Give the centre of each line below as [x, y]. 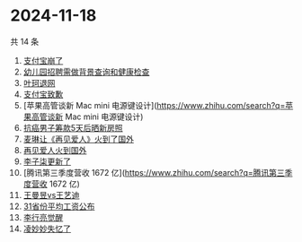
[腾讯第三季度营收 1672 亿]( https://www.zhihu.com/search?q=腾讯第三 [154, 172]
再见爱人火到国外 [55, 150]
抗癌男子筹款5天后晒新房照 [73, 127]
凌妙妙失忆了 [47, 229]
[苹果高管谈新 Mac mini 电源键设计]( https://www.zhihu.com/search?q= [154, 105]
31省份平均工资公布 [59, 206]
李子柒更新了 [47, 161]
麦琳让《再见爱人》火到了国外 [78, 139]
